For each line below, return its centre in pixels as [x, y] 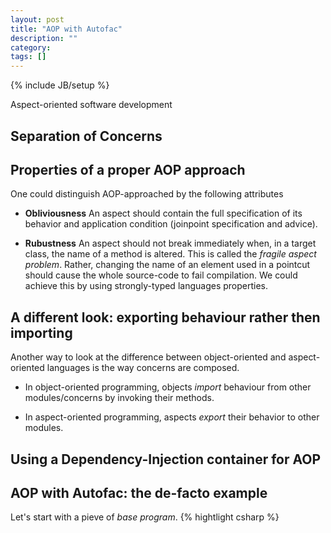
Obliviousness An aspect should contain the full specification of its [163, 213]
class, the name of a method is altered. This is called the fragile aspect [170, 254]
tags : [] [28, 57]
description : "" [44, 38]
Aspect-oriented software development [91, 105]
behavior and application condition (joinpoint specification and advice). [171, 224]
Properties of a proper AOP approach [128, 169]
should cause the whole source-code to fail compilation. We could [161, 275]
